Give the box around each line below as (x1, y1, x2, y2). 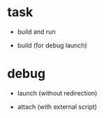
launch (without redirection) (17, 88, 98, 97)
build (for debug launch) (17, 41, 87, 49)
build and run (17, 27, 56, 36)
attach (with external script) (17, 103, 98, 111)
